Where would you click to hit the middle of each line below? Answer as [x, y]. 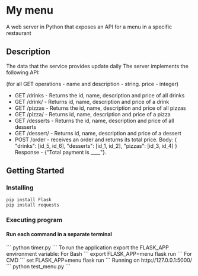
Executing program [34, 220]
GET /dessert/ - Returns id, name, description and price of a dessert [98, 133]
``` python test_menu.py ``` [39, 266]
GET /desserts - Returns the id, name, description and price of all [94, 120]
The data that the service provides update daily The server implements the [97, 66]
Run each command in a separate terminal [59, 234]
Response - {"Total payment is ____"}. [60, 152]
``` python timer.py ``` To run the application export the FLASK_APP [87, 248]
